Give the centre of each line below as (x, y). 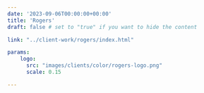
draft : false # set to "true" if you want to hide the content (102, 27)
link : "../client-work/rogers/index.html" (71, 39)
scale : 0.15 (43, 72)
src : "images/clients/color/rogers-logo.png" (94, 66)
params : (19, 52)
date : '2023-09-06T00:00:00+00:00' (60, 14)
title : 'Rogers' (31, 20)
